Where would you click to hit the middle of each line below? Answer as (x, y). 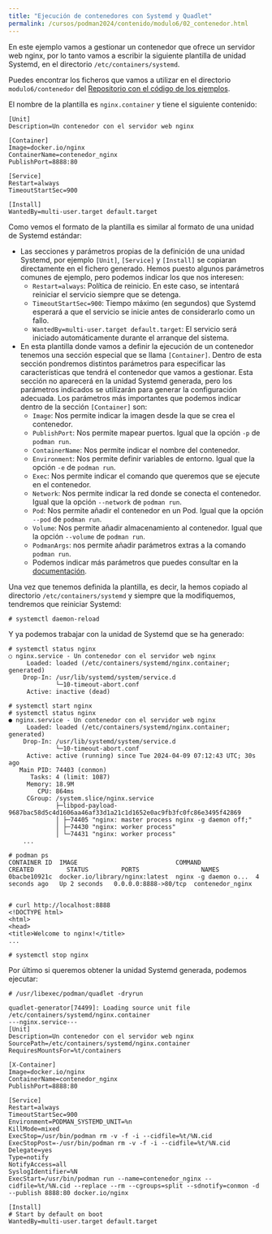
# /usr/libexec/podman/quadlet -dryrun (76, 993)
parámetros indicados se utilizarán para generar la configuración (129, 389)
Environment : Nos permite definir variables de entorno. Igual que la (144, 458)
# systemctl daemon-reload (54, 619)
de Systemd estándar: (45, 235)
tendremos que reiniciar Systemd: (65, 604)
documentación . (60, 571)
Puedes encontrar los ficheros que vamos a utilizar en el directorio (120, 80)
